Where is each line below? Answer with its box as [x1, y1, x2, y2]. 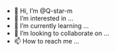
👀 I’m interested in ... [13, 14, 74, 22]
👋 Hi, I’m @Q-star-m [13, 7, 72, 15]
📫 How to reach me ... [13, 37, 79, 45]
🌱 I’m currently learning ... [13, 22, 89, 30]
